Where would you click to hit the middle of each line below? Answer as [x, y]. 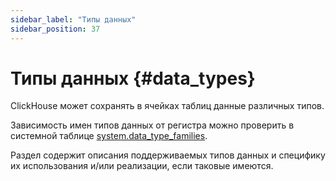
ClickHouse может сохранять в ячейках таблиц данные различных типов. [167, 106]
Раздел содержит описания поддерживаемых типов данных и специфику [168, 155]
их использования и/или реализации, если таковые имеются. [142, 166]
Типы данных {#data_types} [133, 78]
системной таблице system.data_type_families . [109, 136]
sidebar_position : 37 [55, 29]
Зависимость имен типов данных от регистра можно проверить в [152, 125]
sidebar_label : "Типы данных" [73, 19]
